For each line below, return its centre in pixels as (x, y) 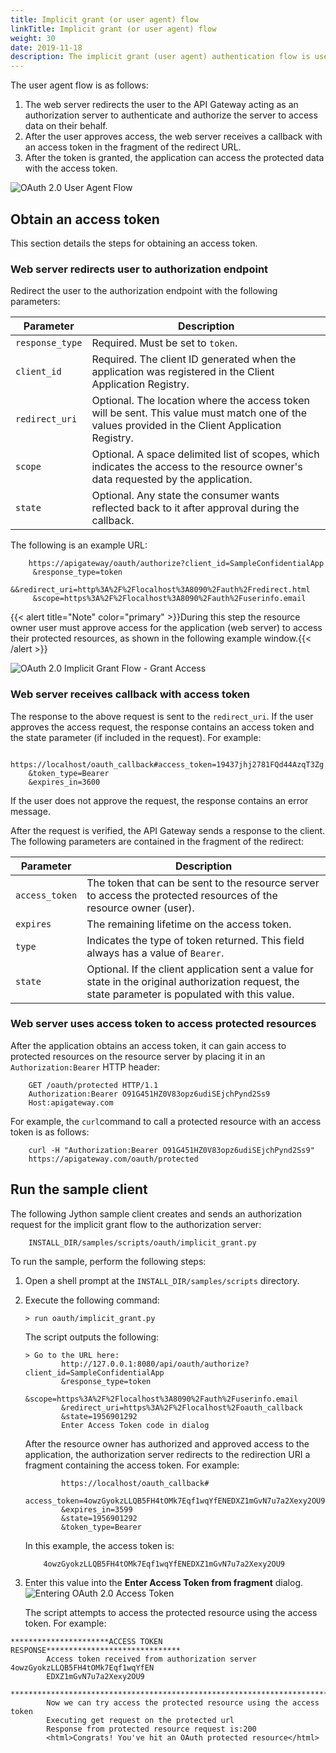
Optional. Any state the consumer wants (185, 496)
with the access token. (71, 168)
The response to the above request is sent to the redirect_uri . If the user (162, 716)
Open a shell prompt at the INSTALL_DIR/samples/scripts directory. (162, 1280)
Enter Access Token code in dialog (135, 1425)
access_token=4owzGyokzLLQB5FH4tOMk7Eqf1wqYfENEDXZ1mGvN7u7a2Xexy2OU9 (175, 1501)
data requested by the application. (172, 479)
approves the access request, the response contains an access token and (162, 727)
